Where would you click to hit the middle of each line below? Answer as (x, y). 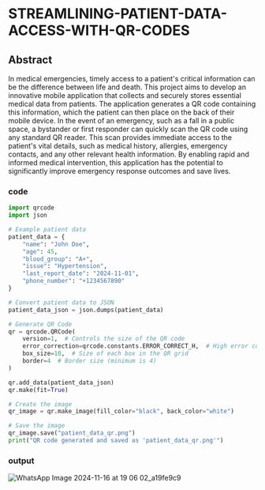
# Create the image (40, 404)
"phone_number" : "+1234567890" (74, 281)
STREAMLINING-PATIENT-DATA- (118, 14)
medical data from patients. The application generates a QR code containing (132, 104)
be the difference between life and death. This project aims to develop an (127, 87)
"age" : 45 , (40, 251)
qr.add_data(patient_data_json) (61, 383)
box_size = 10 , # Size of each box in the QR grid (106, 354)
